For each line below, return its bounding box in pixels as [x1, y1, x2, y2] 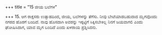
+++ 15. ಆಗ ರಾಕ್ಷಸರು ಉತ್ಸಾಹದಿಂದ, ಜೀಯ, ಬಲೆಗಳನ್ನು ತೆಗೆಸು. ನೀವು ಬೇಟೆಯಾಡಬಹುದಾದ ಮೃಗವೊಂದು [5, 14, 157, 19]
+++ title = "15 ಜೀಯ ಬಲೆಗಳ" [5, 4, 57, 10]
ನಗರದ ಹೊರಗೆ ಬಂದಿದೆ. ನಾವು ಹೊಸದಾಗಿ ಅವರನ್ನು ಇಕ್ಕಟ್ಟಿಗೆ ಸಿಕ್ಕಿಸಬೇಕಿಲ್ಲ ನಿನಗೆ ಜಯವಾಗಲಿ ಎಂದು [5, 19, 143, 24]
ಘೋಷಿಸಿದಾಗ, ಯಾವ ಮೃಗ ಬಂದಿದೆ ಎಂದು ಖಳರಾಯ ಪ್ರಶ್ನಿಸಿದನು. [5, 24, 97, 30]
